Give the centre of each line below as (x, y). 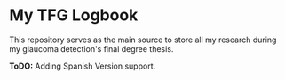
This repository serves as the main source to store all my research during (143, 40)
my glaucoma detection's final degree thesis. (91, 48)
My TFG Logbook (74, 15)
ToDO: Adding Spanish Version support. (83, 66)
